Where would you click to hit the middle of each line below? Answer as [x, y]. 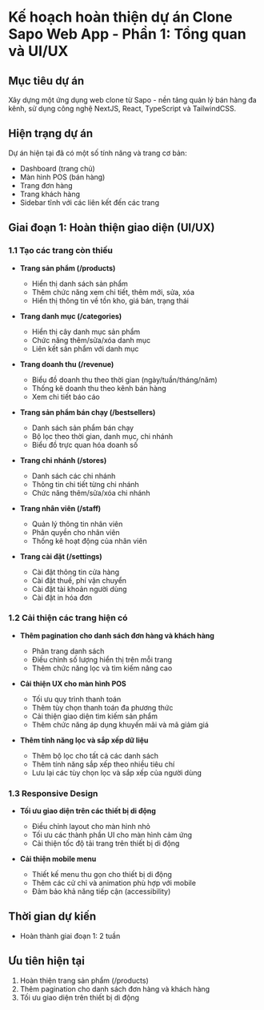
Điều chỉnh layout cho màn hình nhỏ [91, 827]
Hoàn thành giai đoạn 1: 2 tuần [70, 936]
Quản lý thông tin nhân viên [77, 524]
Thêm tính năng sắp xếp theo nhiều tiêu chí [103, 764]
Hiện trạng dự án [51, 133]
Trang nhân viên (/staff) [60, 508]
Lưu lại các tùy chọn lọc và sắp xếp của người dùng [117, 772]
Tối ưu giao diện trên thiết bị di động [80, 997]
